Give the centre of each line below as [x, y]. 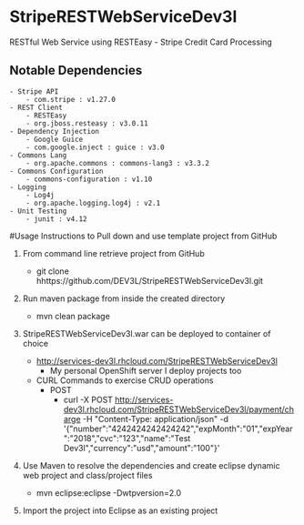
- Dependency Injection [55, 131]
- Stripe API [34, 91]
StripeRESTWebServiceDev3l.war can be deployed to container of [147, 333]
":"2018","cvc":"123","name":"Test [127, 438]
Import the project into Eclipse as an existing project [120, 510]
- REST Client [36, 107]
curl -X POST [88, 399]
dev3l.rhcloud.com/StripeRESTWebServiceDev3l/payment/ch [178, 409]
